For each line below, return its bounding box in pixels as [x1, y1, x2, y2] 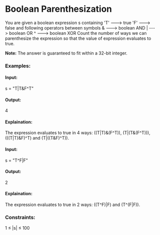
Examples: [5, 62, 31, 69]
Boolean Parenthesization [5, 3, 113, 15]
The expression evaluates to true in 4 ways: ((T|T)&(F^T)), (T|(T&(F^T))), [5, 130, 151, 136]
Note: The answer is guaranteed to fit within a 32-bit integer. [5, 50, 128, 56]
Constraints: [5, 214, 36, 221]
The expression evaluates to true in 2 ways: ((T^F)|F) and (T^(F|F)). [5, 202, 140, 207]
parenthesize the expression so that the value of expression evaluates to [5, 35, 152, 41]
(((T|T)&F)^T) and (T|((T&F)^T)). [5, 135, 69, 141]
